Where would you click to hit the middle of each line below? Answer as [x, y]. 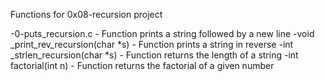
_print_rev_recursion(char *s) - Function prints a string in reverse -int [152, 44]
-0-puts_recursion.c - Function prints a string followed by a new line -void [162, 33]
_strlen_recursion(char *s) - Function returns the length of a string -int [154, 55]
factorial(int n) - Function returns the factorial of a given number [142, 65]
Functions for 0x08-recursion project [86, 14]
